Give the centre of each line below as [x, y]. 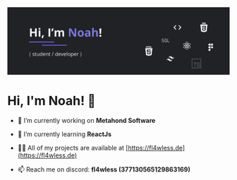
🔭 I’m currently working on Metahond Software [86, 120]
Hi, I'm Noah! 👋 [52, 101]
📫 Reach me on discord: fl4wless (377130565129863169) [104, 169]
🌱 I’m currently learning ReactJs [64, 134]
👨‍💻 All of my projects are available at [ [73, 148]
